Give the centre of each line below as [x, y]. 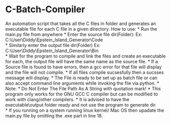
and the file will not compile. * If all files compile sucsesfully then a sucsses [85, 72]
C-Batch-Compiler [45, 9]
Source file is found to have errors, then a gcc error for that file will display [83, 67]
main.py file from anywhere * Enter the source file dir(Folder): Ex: [74, 34]
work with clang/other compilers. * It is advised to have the [67, 99]
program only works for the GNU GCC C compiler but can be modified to [82, 94]
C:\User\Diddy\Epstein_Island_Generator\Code [54, 40]
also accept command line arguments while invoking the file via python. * [82, 83]
